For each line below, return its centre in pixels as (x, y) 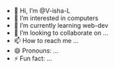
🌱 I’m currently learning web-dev (61, 25)
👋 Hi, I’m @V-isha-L (42, 11)
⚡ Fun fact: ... (33, 58)
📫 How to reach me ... (46, 41)
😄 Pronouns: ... (36, 51)
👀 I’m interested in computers (56, 18)
